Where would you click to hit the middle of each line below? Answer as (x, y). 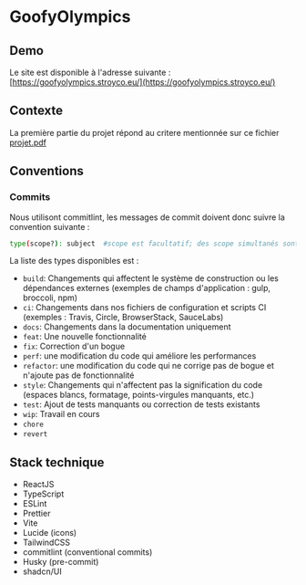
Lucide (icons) (50, 533)
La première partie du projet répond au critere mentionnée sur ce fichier (144, 132)
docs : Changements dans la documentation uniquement (127, 327)
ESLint (35, 504)
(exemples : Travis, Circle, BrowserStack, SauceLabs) (123, 318)
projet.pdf (28, 142)
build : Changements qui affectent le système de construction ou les (151, 278)
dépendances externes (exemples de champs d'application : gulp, (147, 288)
